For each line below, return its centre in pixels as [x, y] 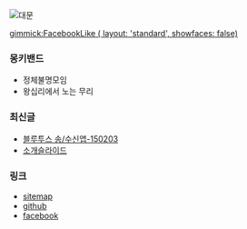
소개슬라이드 [45, 150]
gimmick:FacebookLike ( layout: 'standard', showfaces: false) [124, 33]
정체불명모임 [45, 80]
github [35, 205]
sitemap [37, 196]
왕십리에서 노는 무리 [58, 92]
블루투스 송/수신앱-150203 [70, 139]
